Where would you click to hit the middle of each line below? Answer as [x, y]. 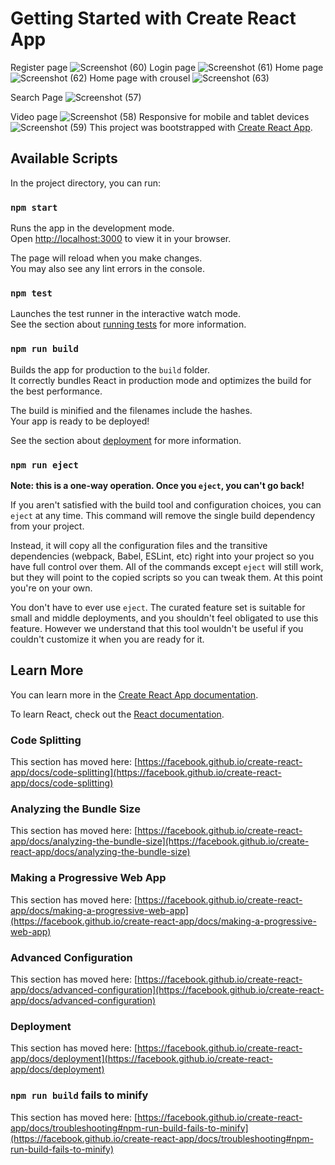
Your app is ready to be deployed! [80, 421]
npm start [34, 207]
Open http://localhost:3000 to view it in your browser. [121, 239]
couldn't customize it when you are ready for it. [107, 639]
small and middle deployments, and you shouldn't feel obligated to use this [164, 618]
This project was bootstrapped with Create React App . [201, 127]
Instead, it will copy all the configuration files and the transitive [139, 545]
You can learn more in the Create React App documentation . [134, 694]
